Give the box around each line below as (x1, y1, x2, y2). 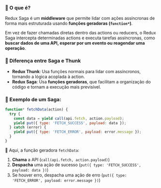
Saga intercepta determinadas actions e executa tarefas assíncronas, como (5, 35, 156, 41)
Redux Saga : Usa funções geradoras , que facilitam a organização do (12, 78, 151, 84)
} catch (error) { (9, 125, 47, 130)
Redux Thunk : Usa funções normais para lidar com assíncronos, (12, 68, 141, 74)
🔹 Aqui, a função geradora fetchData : (5, 147, 80, 153)
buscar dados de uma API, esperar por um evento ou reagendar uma (5, 40, 145, 46)
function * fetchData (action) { (5, 107, 68, 112)
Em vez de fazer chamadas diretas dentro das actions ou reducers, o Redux (5, 30, 156, 36)
